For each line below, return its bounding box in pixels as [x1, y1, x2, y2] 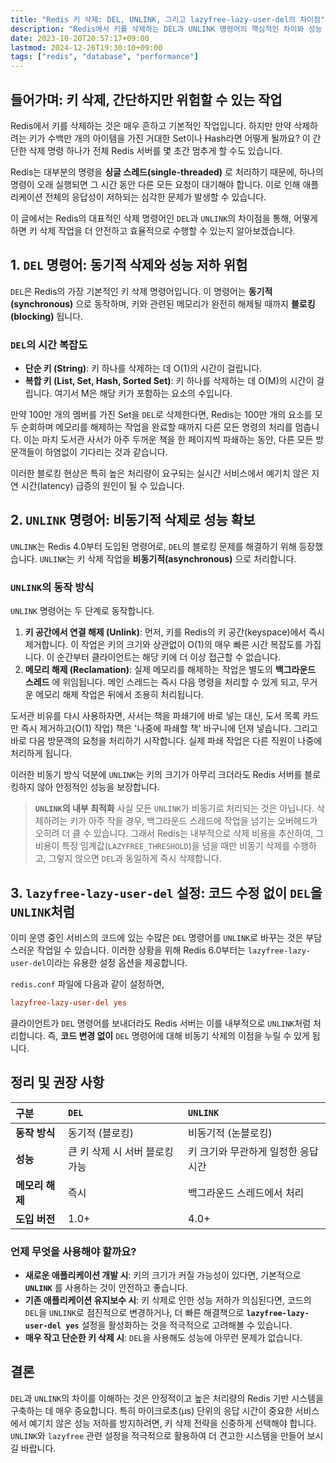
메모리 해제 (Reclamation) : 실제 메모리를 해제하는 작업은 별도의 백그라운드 [24, 664, 317, 676]
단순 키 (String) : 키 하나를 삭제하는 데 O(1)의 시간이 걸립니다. [24, 362, 263, 375]
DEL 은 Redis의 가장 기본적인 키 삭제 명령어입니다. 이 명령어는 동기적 [10, 285, 273, 297]
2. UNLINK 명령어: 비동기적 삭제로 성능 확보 [10, 512, 256, 529]
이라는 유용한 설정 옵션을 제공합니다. [46, 956, 188, 968]
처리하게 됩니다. [10, 747, 73, 760]
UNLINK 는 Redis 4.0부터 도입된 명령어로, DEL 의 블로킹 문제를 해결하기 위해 [10, 540, 297, 552]
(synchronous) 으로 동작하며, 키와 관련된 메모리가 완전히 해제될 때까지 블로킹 [10, 297, 316, 310]
